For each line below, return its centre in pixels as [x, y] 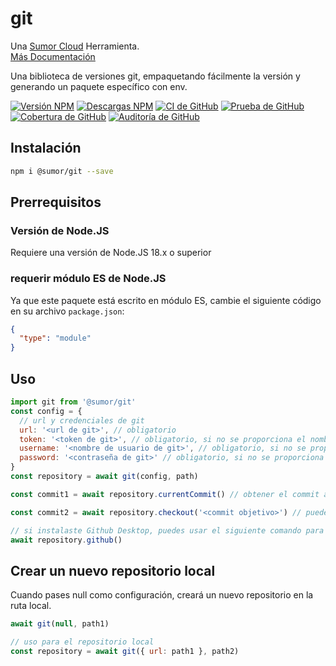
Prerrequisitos [56, 202]
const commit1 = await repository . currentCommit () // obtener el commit [165, 494]
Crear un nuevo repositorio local [113, 570]
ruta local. [31, 606]
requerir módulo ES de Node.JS [88, 279]
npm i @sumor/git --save [62, 171]
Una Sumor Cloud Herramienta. [75, 46]
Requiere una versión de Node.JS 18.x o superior [111, 253]
